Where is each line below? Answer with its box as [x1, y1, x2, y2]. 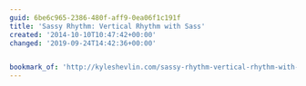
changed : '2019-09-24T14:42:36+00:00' [9, 38, 157, 48]
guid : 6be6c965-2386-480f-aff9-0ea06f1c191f [9, 13, 181, 23]
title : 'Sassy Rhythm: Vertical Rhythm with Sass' [9, 22, 206, 31]
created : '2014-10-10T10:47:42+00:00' [9, 30, 157, 39]
